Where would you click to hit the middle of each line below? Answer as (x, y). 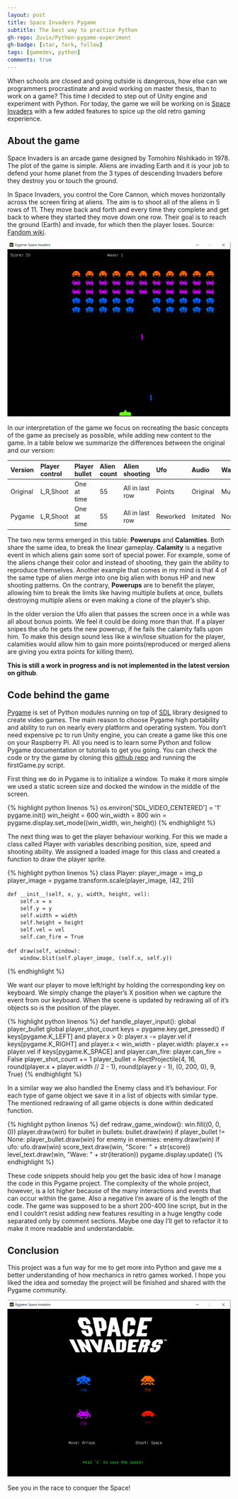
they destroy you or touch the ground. (63, 180)
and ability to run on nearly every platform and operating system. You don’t (117, 727)
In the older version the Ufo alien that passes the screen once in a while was (119, 614)
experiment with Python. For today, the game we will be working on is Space (119, 104)
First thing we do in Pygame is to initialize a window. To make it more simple (118, 779)
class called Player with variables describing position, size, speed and (109, 843)
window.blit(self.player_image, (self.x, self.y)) (96, 958)
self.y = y (36, 908)
